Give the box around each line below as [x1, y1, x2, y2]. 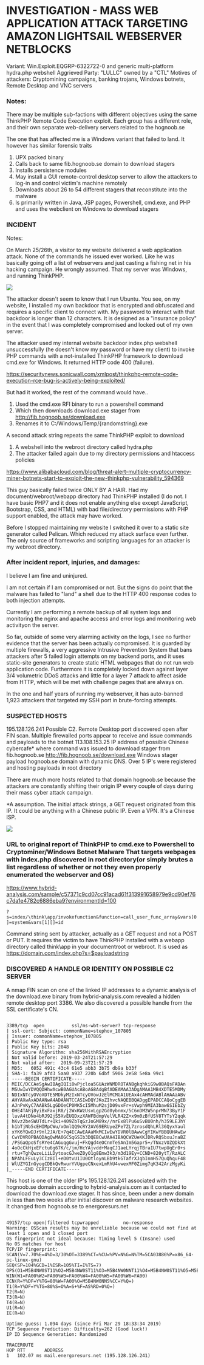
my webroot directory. [6, 543, 62, 550]
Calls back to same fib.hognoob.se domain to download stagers [15, 160, 175, 168]
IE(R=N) [6, 1310, 26, 1316]
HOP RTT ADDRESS [6, 1347, 64, 1353]
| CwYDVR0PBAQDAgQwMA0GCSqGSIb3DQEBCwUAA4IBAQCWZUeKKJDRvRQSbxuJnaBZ [6, 1134, 186, 1140]
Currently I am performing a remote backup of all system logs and [6, 608, 171, 615]
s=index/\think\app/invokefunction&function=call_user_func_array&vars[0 [6, 914, 197, 920]
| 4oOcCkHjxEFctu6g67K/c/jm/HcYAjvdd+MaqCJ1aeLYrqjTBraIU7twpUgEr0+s [6, 1144, 186, 1151]
